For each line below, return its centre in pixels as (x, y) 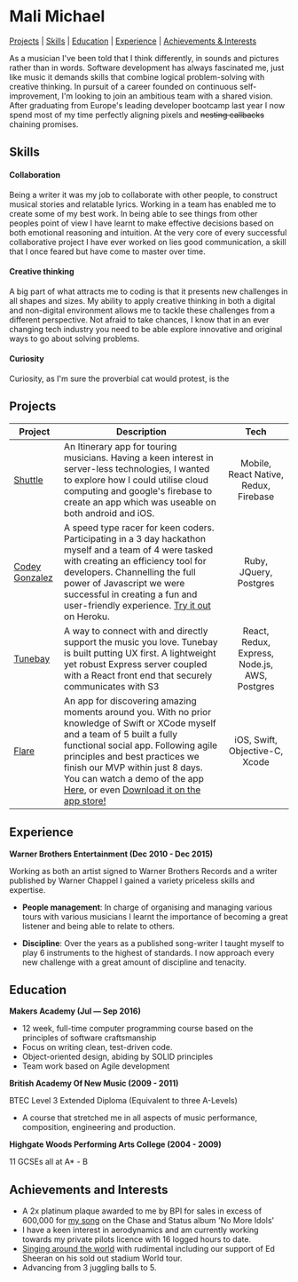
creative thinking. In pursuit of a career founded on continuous (123, 86)
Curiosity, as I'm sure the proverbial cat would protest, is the (119, 378)
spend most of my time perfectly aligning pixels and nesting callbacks (137, 115)
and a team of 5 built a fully (121, 734)
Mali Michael (57, 16)
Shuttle (28, 480)
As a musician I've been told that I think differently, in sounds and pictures (144, 58)
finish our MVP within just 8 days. (133, 768)
